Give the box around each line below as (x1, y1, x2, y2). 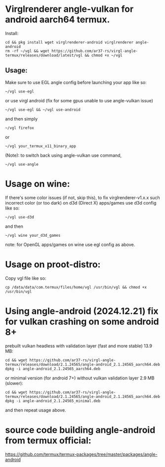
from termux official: (5, 435, 91, 446)
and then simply (5, 116, 38, 122)
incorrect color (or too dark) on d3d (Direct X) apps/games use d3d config (5, 200, 157, 206)
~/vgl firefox (5, 125, 35, 130)
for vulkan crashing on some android (5, 316, 159, 327)
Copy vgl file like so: (5, 275, 46, 281)
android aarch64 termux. (5, 14, 110, 25)
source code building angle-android (5, 424, 156, 435)
